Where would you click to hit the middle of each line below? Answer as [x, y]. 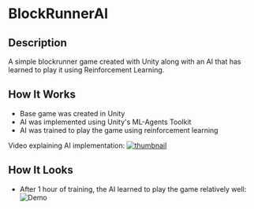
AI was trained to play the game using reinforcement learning [119, 130]
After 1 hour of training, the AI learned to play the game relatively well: [133, 189]
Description [37, 43]
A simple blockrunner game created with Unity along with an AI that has [125, 61]
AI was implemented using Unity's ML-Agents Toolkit [105, 122]
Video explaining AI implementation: [67, 145]
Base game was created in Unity [72, 113]
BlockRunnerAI [58, 14]
